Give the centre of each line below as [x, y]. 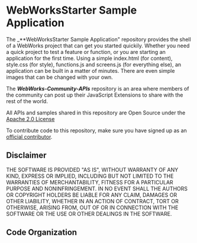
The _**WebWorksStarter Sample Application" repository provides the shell [98, 39]
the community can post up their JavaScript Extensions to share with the [95, 95]
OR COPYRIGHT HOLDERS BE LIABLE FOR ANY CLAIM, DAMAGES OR [92, 195]
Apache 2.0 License [30, 119]
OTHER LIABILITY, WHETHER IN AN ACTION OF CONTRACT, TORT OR [92, 201]
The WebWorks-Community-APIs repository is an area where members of [98, 88]
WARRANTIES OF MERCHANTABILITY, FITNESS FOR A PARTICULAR [90, 182]
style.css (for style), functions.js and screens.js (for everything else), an [94, 64]
